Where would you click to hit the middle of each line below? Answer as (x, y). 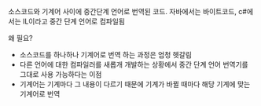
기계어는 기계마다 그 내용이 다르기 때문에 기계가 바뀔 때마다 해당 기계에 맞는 (135, 84)
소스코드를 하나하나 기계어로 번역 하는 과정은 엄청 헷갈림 (106, 55)
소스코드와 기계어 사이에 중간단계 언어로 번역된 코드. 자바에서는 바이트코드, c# (128, 11)
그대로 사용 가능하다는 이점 (61, 74)
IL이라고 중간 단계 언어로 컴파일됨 (74, 21)
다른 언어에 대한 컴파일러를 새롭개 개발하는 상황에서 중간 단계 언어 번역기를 (134, 64)
